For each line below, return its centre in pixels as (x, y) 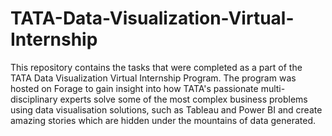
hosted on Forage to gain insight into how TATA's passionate (134, 88)
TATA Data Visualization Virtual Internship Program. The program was (153, 78)
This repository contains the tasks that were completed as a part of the (156, 67)
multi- (273, 88)
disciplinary (34, 99)
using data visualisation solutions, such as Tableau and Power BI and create (166, 109)
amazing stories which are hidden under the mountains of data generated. (163, 120)
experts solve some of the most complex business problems (183, 99)
